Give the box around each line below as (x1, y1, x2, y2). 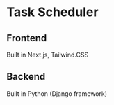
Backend (6, 71, 46, 83)
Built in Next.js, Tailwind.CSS (6, 50, 89, 59)
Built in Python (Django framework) (6, 89, 108, 98)
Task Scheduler (6, 4, 99, 20)
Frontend (6, 32, 47, 44)
